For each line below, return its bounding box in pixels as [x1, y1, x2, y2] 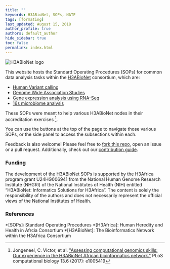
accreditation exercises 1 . [5, 115, 58, 122]
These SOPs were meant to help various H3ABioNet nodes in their [5, 110, 143, 116]
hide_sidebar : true [5, 36, 47, 41]
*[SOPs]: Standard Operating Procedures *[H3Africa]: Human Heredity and [5, 221, 163, 228]
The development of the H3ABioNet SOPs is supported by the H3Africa [5, 171, 154, 177]
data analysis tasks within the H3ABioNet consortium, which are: [5, 74, 140, 80]
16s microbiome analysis [12, 100, 64, 106]
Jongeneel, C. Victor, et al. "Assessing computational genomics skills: [12, 247, 158, 253]
